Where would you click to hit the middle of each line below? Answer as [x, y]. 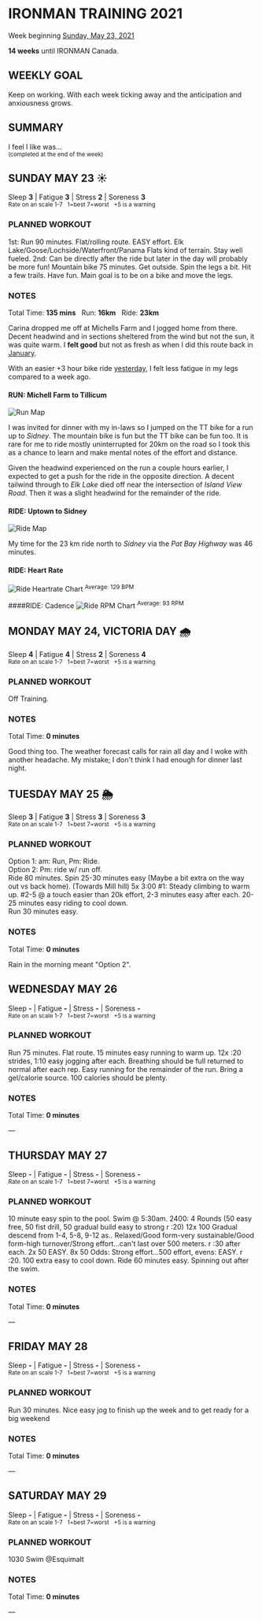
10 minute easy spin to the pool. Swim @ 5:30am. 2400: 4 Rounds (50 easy [130, 1219]
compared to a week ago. [50, 377]
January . [22, 353]
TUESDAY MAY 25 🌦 [61, 794]
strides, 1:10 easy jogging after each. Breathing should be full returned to [126, 1061]
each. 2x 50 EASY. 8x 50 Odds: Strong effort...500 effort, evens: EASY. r [125, 1252]
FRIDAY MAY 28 [48, 1347]
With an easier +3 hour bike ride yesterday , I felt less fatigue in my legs [123, 368]
